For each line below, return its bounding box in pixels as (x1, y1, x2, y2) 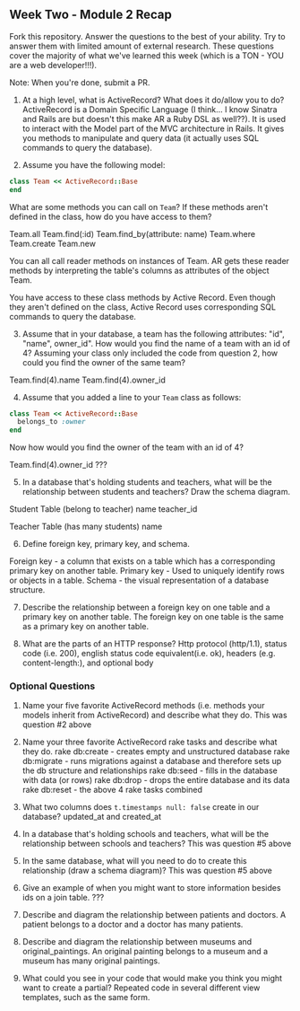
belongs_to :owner (17, 418, 87, 426)
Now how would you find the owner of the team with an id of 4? (9, 442, 244, 453)
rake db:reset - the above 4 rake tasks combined (21, 785, 203, 796)
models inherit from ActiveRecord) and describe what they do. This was (21, 709, 288, 721)
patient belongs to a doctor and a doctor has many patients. (21, 919, 244, 930)
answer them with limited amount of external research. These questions (9, 40, 275, 51)
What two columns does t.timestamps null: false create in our (21, 802, 260, 813)
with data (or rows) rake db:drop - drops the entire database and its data (21, 775, 290, 786)
